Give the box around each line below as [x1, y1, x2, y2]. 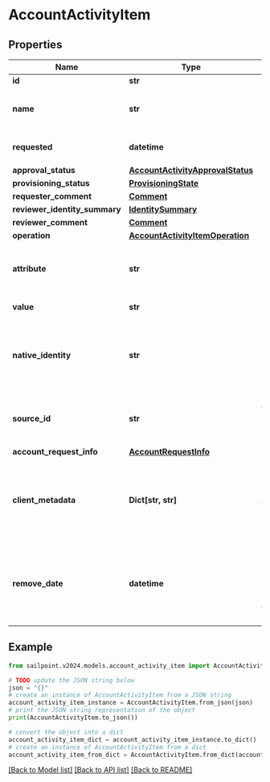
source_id [12, 413, 51, 424]
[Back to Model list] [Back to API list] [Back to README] [8, 765, 193, 775]
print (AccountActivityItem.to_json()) [8, 714, 138, 722]
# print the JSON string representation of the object [8, 706, 196, 714]
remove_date [12, 578, 63, 589]
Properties [8, 38, 63, 51]
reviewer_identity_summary [12, 204, 122, 215]
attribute [12, 263, 47, 274]
